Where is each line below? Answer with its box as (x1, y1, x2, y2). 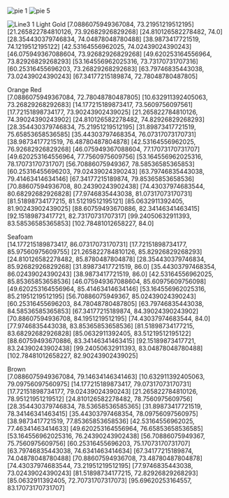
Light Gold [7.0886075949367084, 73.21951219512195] (36, 20, 194, 28)
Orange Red (7, 86, 42, 94)
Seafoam (7, 233, 34, 241)
